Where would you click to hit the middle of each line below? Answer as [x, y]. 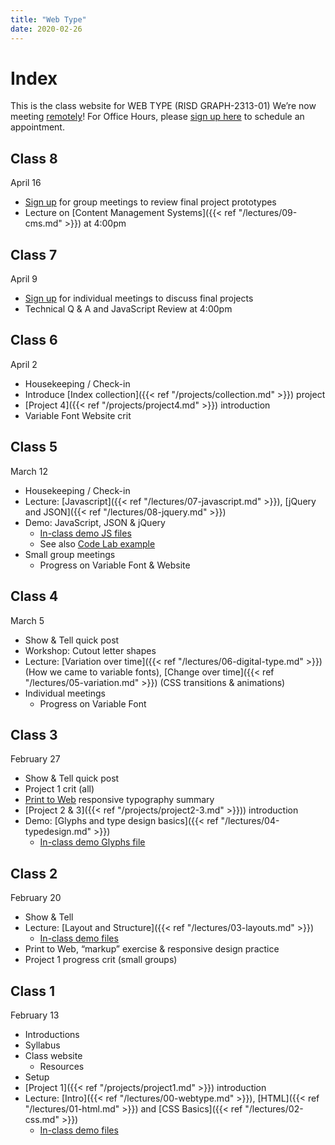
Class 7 [34, 254]
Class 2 [34, 873]
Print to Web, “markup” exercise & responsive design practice [152, 949]
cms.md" [43, 223]
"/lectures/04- [250, 821]
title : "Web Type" [48, 19]
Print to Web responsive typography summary [119, 800]
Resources [62, 1066]
